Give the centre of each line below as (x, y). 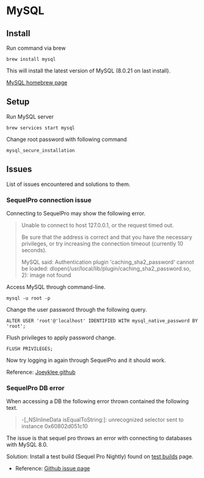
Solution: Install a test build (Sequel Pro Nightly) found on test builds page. (100, 457)
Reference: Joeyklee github (41, 372)
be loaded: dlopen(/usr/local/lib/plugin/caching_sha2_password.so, (106, 268)
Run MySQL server (30, 117)
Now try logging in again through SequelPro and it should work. (86, 360)
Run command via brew (36, 48)
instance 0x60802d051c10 (55, 426)
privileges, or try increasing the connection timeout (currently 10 (102, 244)
